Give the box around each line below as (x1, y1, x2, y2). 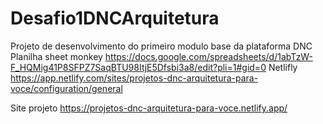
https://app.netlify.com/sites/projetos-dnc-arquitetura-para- (10, 72, 259, 84)
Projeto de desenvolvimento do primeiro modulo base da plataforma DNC (10, 40, 313, 52)
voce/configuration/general (10, 82, 123, 94)
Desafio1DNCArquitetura (10, 7, 220, 30)
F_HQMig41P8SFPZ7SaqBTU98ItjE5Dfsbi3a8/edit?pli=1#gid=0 (10, 61, 267, 73)
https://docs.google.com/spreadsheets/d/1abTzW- (104, 50, 313, 62)
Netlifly (268, 61, 298, 73)
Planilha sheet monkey (10, 50, 103, 62)
